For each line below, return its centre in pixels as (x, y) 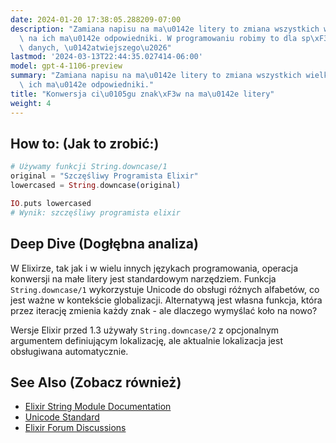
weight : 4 (31, 103)
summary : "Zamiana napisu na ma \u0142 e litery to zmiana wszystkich (156, 76)
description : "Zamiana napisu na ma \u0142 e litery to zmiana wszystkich (165, 29)
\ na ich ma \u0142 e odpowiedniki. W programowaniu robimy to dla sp (165, 38)
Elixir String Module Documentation (98, 407)
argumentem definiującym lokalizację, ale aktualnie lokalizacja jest (146, 340)
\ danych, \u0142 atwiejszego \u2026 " (95, 47)
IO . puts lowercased (51, 203)
